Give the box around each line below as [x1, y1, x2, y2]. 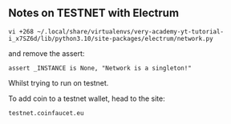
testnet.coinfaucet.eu [8, 109, 84, 117]
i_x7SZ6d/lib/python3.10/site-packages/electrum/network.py [8, 34, 214, 42]
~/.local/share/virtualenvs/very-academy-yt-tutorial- [37, 27, 225, 35]
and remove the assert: [8, 48, 85, 58]
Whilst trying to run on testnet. [8, 78, 109, 87]
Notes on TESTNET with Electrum [8, 6, 179, 20]
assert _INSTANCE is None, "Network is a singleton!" [8, 64, 192, 72]
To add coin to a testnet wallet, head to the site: [8, 94, 166, 103]
